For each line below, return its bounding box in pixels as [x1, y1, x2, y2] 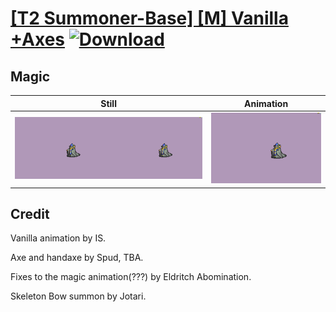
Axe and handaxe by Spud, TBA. [10, 252, 144, 264]
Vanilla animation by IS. [10, 232, 107, 244]
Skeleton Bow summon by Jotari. [10, 290, 147, 302]
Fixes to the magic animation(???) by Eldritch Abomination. [10, 271, 252, 283]
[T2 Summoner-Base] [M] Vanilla [10, 7, 289, 30]
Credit [10, 206, 50, 223]
